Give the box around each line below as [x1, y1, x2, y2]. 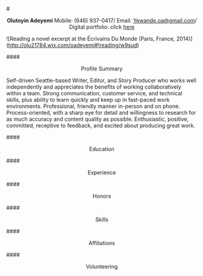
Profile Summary [81, 65, 123, 72]
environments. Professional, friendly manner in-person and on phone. [6, 103, 181, 110]
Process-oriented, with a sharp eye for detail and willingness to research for [6, 109, 196, 116]
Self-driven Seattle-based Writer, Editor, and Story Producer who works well [6, 77, 197, 84]
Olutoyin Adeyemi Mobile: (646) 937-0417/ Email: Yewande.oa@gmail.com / [7, 17, 197, 24]
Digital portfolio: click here [68, 24, 135, 30]
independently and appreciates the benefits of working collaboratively [6, 83, 182, 90]
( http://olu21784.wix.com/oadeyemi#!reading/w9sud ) [6, 42, 139, 49]
